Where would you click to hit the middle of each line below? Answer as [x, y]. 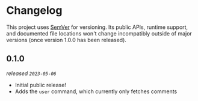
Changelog [34, 11]
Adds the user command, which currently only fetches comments [96, 91]
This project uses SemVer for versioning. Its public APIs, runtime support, [97, 27]
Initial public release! [40, 85]
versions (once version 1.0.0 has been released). [66, 40]
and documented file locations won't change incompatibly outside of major [99, 33]
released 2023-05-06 [31, 73]
